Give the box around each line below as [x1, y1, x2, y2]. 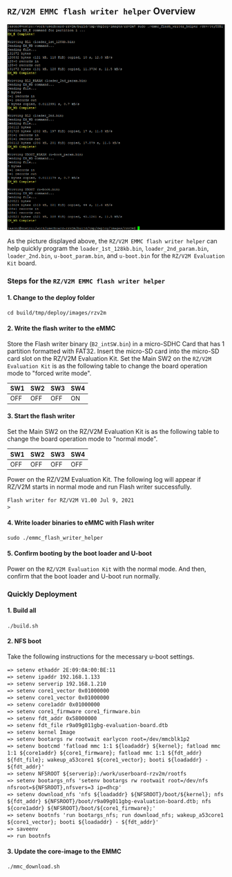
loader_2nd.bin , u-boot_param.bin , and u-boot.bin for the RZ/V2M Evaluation [7, 252, 225, 260]
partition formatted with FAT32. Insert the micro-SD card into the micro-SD [7, 347, 220, 355]
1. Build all [7, 606, 37, 614]
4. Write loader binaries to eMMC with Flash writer [7, 518, 155, 527]
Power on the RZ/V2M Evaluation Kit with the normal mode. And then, [7, 565, 206, 573]
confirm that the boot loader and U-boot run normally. [7, 572, 161, 580]
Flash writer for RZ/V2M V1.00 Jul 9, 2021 [7, 497, 135, 504]
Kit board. [7, 259, 37, 267]
